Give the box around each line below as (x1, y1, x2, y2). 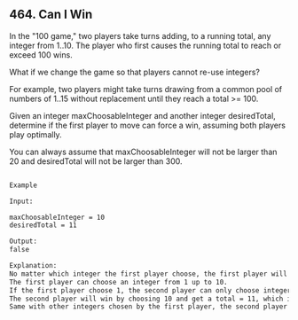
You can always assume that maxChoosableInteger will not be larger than (9, 146, 278, 157)
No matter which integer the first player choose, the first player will (9, 269, 288, 278)
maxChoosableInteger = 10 (9, 213, 105, 222)
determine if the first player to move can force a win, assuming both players (9, 120, 286, 130)
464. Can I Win (9, 7, 93, 22)
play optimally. (9, 129, 62, 140)
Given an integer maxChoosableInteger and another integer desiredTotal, (9, 110, 277, 121)
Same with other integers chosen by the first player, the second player (9, 302, 288, 311)
